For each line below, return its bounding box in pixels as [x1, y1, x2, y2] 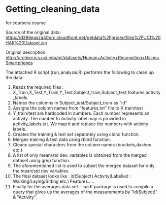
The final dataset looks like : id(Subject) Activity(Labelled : [12, 173, 131, 179]
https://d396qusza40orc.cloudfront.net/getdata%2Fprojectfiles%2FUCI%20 [5, 34, 161, 40]
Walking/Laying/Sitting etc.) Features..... [12, 178, 94, 184]
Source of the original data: [5, 29, 61, 35]
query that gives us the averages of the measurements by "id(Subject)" [12, 189, 158, 195]
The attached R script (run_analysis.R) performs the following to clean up [5, 69, 154, 75]
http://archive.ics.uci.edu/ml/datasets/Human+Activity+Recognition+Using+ [5, 54, 160, 60]
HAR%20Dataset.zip [5, 39, 47, 45]
